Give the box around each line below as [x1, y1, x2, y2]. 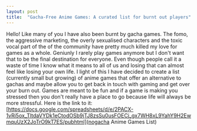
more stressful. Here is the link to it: [6, 99, 93, 106]
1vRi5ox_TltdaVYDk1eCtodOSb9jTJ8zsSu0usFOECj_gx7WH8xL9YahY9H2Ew [6, 112, 192, 119]
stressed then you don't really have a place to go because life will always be [6, 93, 191, 100]
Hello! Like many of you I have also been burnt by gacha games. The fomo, [6, 30, 188, 37]
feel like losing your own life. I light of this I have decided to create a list [6, 68, 180, 75]
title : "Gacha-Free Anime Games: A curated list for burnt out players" [6, 14, 192, 20]
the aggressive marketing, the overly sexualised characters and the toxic [6, 37, 183, 44]
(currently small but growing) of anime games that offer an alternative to [6, 74, 182, 81]
